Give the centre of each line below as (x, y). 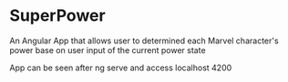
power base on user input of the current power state (108, 50)
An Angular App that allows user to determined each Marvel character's (144, 41)
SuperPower (58, 16)
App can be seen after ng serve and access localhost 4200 (121, 68)
